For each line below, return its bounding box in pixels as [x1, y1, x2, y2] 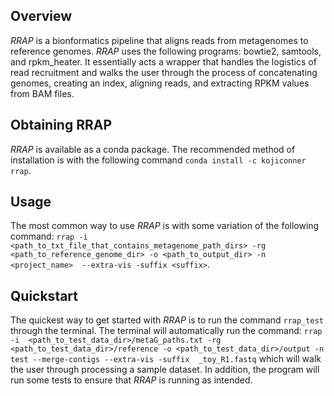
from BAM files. [10, 87, 75, 99]
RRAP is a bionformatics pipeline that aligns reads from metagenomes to [10, 34, 309, 46]
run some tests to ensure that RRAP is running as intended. [10, 374, 253, 386]
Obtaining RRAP [10, 117, 113, 134]
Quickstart [10, 287, 79, 304]
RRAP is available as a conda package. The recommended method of [10, 143, 296, 155]
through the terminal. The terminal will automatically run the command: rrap [10, 325, 323, 337]
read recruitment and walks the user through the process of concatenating [10, 66, 318, 78]
